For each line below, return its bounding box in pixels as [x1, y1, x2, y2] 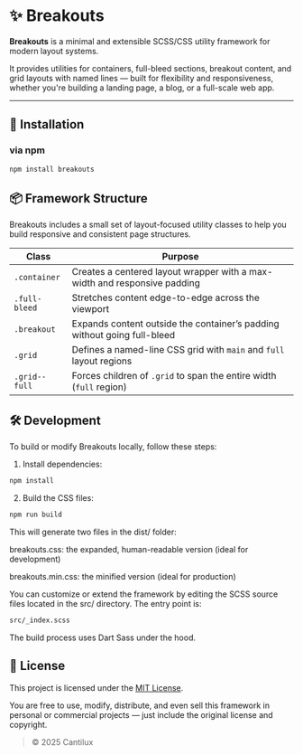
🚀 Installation [9, 117, 85, 132]
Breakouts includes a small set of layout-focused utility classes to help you [9, 219, 287, 231]
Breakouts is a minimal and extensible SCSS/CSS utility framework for [9, 35, 271, 46]
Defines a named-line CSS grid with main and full [71, 344, 285, 356]
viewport [71, 303, 110, 316]
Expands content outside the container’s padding [71, 317, 280, 330]
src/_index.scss [9, 616, 70, 625]
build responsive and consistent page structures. [9, 229, 191, 240]
